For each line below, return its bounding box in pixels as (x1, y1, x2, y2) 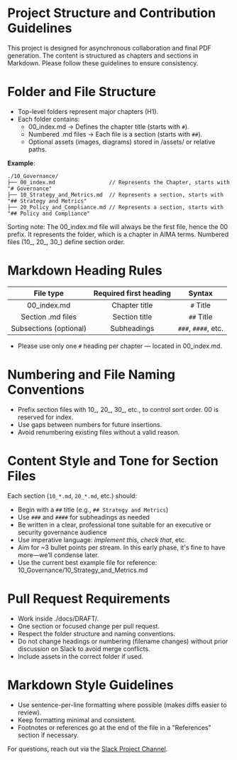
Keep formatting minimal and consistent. (17, 715, 136, 724)
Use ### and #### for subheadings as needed (17, 512, 150, 521)
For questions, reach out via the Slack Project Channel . (7, 744, 168, 753)
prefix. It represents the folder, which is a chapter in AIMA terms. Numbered (7, 230, 229, 238)
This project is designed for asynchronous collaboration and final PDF (7, 43, 211, 52)
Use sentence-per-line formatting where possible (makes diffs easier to (17, 700, 227, 709)
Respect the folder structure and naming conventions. (17, 629, 176, 638)
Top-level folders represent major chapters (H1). (17, 107, 159, 115)
